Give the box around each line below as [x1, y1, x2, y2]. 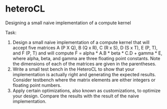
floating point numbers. [12, 82, 62, 88]
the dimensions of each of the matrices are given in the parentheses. [12, 61, 157, 67]
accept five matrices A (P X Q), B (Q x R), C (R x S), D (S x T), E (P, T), [12, 44, 158, 50]
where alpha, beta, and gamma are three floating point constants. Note [12, 55, 160, 61]
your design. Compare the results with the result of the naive [12, 93, 139, 99]
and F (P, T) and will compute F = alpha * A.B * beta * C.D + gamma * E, [12, 50, 163, 56]
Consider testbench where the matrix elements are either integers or [12, 77, 156, 83]
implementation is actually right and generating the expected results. [12, 71, 156, 77]
